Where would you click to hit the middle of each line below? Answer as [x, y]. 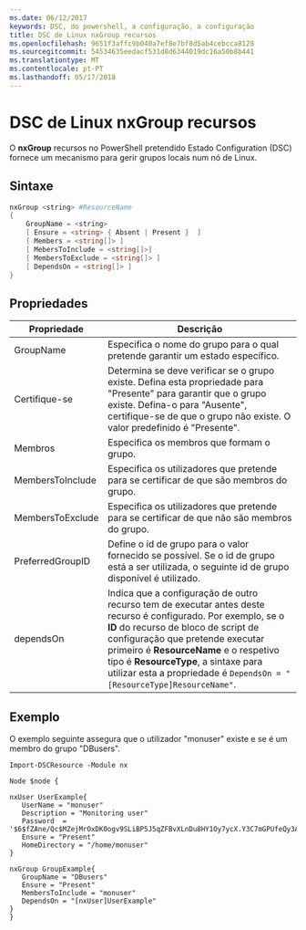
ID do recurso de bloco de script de [184, 628]
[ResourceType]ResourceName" [171, 685]
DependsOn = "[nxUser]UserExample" [89, 901]
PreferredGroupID [52, 561]
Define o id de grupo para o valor [178, 544]
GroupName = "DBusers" [64, 877]
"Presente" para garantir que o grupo [187, 393]
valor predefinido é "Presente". [174, 428]
